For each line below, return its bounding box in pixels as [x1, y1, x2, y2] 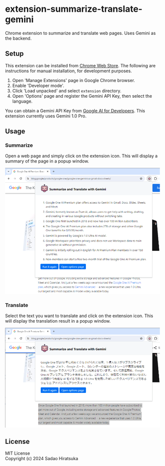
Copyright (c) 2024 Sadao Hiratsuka [5, 455, 79, 461]
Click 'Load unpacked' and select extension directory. [12, 87, 122, 94]
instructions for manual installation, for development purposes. [5, 68, 132, 74]
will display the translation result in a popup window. [5, 318, 111, 324]
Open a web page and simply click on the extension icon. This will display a [5, 153, 158, 159]
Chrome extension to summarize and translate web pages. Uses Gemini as [5, 30, 156, 36]
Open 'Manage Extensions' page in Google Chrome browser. [12, 77, 135, 83]
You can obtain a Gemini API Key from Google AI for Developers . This [5, 108, 145, 113]
